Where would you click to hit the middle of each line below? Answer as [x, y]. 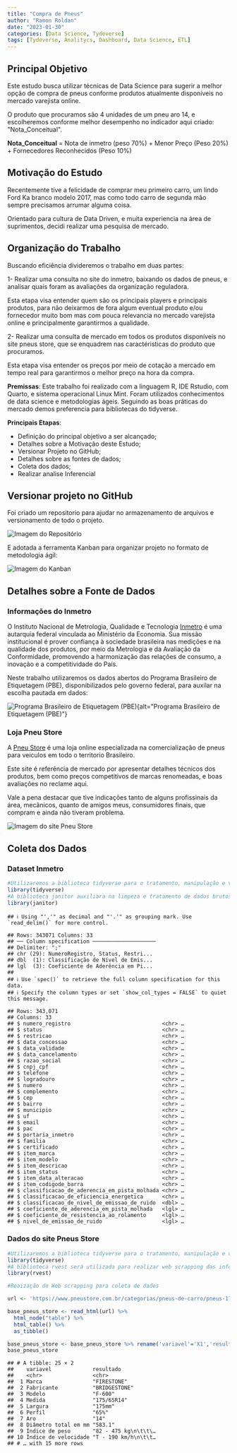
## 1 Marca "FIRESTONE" [68, 1382]
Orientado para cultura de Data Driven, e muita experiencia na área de [109, 218]
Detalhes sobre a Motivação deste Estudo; [79, 444]
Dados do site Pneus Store [54, 1239]
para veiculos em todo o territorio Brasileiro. [71, 755]
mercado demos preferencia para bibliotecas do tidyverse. [92, 409]
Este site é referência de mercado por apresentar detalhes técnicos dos [111, 769]
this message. [28, 999]
